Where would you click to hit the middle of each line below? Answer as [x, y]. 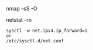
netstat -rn [19, 20]
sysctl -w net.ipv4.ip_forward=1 [47, 31]
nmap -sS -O [22, 9]
